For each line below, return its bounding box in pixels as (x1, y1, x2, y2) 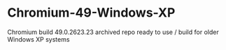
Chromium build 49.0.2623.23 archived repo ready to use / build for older (7, 28, 219, 36)
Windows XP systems (7, 35, 70, 43)
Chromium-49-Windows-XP (7, 5, 176, 21)
